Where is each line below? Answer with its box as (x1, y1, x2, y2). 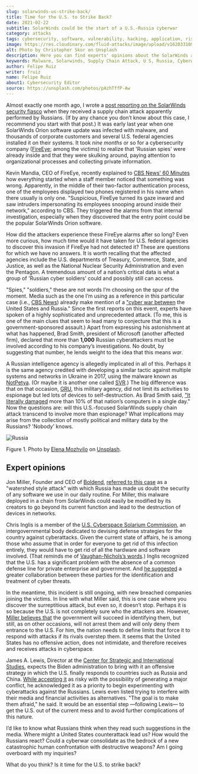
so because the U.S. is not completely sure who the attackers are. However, (6, 608, 190, 615)
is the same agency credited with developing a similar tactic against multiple (6, 366, 192, 373)
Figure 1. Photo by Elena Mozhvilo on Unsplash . (6, 446, 121, 453)
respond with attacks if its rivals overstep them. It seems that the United (6, 633, 181, 640)
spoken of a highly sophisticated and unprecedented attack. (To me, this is (6, 311, 187, 318)
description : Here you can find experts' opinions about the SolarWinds (6, 52, 189, 58)
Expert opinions (6, 463, 66, 473)
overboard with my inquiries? (6, 749, 77, 756)
